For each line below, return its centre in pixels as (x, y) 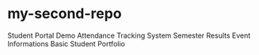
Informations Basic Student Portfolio (67, 43)
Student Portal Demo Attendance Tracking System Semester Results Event (129, 35)
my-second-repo (65, 14)
